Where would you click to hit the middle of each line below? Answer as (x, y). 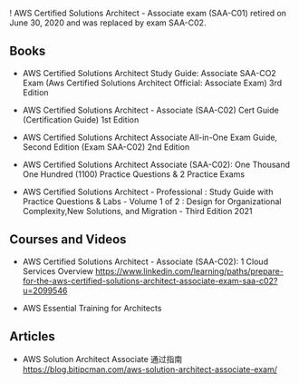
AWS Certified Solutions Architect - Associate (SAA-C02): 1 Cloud (145, 261)
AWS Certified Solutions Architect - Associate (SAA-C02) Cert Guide (150, 110)
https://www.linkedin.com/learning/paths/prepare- (189, 271)
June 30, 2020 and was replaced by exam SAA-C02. (108, 23)
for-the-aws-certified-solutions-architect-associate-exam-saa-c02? (150, 281)
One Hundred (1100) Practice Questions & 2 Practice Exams (134, 174)
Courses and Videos (68, 240)
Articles (33, 336)
